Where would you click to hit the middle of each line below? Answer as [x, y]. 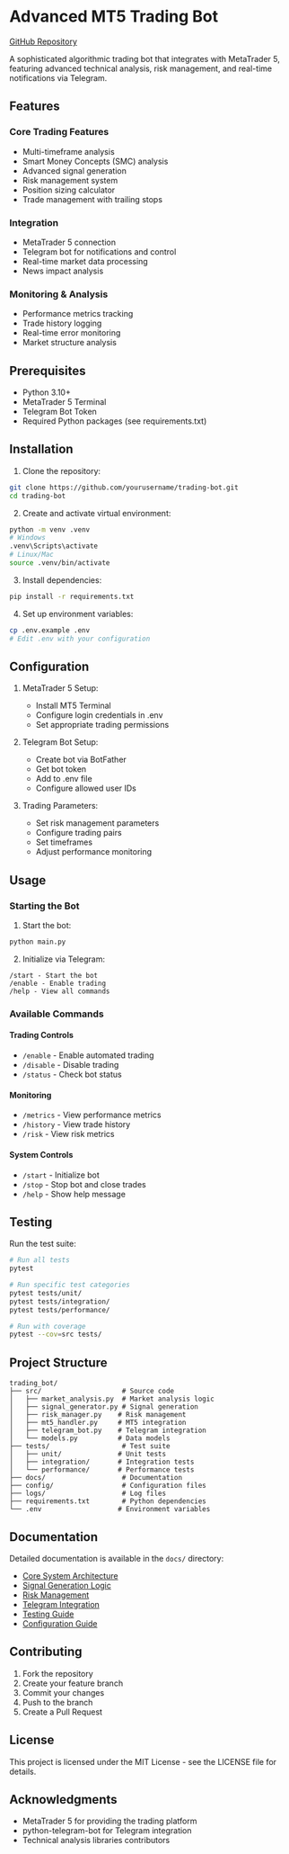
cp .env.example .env [50, 630]
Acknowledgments [64, 1800]
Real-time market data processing [85, 261]
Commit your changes [63, 1692]
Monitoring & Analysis [59, 294]
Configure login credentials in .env [99, 715]
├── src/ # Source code [92, 1392]
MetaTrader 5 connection [69, 242]
